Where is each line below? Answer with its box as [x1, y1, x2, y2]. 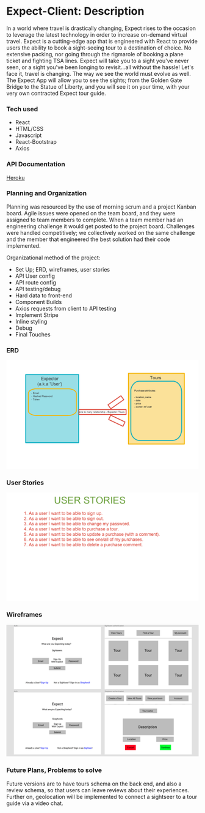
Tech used [6, 105, 38, 113]
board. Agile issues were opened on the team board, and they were [6, 209, 176, 217]
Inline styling [15, 317, 48, 325]
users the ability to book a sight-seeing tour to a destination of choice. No [6, 44, 192, 51]
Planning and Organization [6, 189, 87, 198]
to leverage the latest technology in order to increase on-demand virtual [6, 31, 187, 38]
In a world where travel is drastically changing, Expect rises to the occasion [6, 24, 196, 32]
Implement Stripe [15, 311, 59, 319]
